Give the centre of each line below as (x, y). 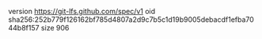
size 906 (55, 28)
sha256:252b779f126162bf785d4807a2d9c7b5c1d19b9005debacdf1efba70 (131, 19)
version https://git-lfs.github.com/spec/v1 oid (82, 11)
